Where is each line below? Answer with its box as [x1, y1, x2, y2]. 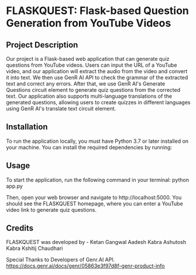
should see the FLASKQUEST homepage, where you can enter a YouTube [6, 200, 183, 207]
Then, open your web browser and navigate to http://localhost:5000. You [6, 194, 182, 201]
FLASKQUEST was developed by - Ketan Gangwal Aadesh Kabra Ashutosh [6, 239, 186, 246]
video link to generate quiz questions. [6, 206, 97, 213]
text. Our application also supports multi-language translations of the [6, 92, 173, 99]
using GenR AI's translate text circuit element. [6, 105, 116, 112]
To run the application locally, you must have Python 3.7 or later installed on [6, 137, 189, 145]
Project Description [6, 40, 78, 50]
